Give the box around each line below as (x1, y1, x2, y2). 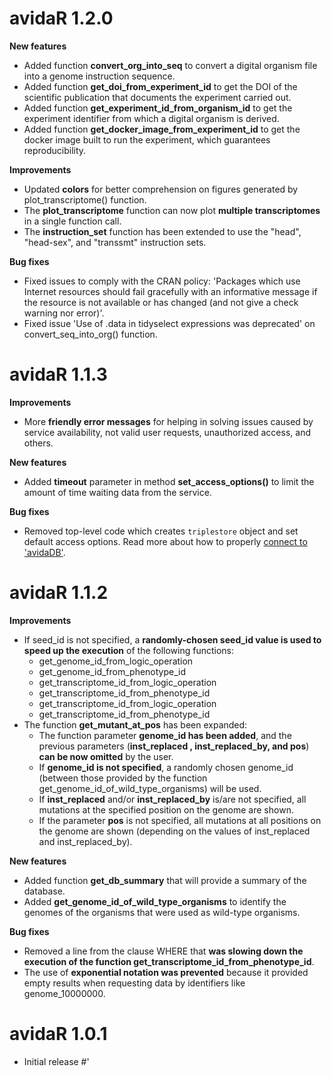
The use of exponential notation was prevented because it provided (23, 966, 309, 978)
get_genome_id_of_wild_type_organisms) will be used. (38, 782, 262, 794)
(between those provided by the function (38, 772, 208, 784)
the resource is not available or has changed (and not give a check (23, 296, 299, 308)
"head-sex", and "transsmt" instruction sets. (23, 236, 207, 248)
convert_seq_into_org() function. (23, 328, 158, 340)
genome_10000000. (23, 987, 106, 999)
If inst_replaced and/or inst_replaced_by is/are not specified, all (38, 793, 307, 805)
